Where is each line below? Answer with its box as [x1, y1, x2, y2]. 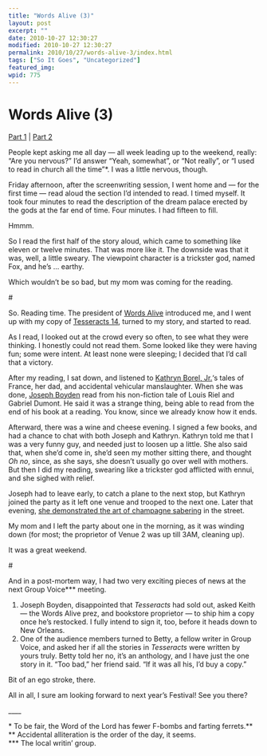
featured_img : [8, 64, 56, 72]
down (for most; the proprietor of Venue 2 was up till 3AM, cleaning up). [8, 529, 245, 539]
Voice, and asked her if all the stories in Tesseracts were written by [19, 642, 241, 651]
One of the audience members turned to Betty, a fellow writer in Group [19, 634, 252, 643]
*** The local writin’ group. [8, 738, 97, 747]
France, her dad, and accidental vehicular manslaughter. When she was [8, 381, 243, 391]
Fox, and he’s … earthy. [8, 261, 84, 271]
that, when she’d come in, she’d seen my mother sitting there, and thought [8, 448, 252, 457]
